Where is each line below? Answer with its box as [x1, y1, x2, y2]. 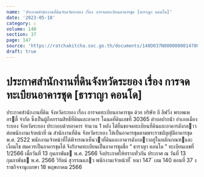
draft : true [6, 49, 36, 55]
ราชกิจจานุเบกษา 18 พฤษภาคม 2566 [6, 163, 83, 170]
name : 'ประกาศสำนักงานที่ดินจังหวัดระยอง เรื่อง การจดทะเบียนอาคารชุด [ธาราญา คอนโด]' [6, 9, 172, 15]
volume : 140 [6, 26, 36, 32]
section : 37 [6, 32, 36, 38]
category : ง [6, 20, 36, 26]
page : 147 [6, 37, 32, 43]
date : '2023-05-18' [6, 15, 56, 21]
